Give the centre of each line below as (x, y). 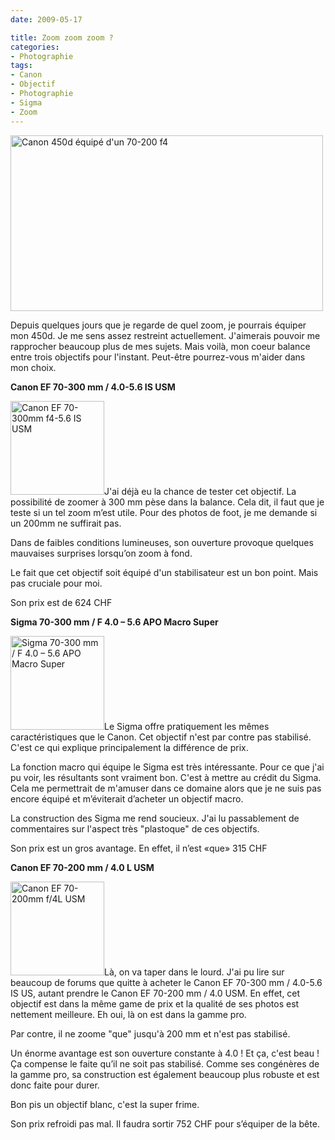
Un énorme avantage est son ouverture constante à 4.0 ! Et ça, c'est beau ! (165, 1053)
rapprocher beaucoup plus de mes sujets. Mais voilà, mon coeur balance (160, 346)
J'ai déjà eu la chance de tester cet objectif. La (200, 491)
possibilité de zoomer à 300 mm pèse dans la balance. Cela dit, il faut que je (167, 502)
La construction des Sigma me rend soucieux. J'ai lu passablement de (155, 818)
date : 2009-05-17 (46, 19)
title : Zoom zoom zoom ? (62, 37)
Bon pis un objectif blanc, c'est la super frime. (105, 1104)
